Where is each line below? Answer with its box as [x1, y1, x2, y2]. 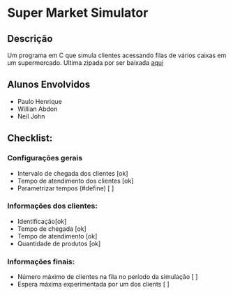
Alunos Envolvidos [7, 79, 91, 91]
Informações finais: [7, 257, 75, 266]
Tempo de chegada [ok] [17, 225, 87, 233]
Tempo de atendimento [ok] [17, 232, 98, 240]
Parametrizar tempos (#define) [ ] [17, 183, 114, 192]
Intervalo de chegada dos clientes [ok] [17, 169, 128, 177]
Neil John [17, 112, 45, 120]
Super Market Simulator [7, 5, 149, 21]
